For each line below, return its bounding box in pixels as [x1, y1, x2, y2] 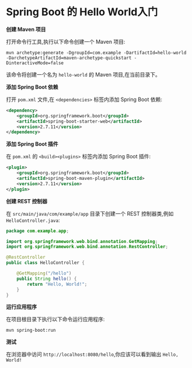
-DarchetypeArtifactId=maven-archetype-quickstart [6, 55, 132, 61]
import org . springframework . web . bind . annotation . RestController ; [6, 244, 168, 250]
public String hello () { [16, 276, 77, 282]
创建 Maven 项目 [6, 26, 46, 33]
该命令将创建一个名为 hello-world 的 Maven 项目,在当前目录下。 [6, 71, 160, 78]
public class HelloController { [6, 260, 85, 266]
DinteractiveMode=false [6, 60, 64, 66]
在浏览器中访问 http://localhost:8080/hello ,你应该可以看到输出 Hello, [6, 351, 179, 358]
